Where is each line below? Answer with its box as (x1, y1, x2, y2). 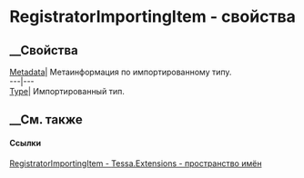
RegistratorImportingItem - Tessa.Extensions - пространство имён (9, 157, 262, 169)
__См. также (9, 112, 84, 128)
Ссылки (9, 137, 42, 148)
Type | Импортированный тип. (9, 86, 125, 96)
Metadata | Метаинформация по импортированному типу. (9, 66, 232, 77)
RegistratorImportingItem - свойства (9, 6, 296, 27)
